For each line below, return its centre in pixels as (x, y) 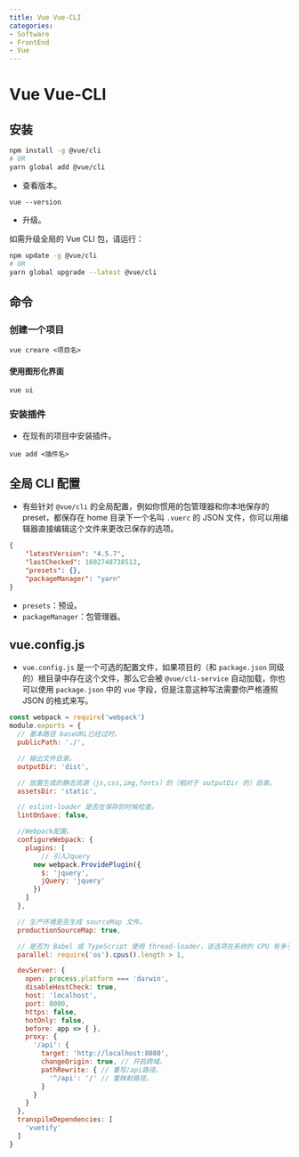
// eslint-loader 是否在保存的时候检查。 (88, 807)
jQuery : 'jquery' (73, 881)
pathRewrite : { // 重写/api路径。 (102, 1070)
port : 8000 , (47, 1003)
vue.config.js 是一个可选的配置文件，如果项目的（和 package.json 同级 (153, 667)
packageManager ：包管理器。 (74, 616)
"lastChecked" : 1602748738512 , (83, 562)
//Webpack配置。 (45, 832)
